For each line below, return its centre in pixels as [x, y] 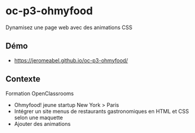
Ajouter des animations [42, 123]
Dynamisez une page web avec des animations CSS [69, 27]
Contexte [23, 79]
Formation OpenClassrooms [40, 93]
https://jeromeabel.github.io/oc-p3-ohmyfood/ [71, 60]
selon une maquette [39, 118]
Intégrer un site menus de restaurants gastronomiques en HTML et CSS [101, 111]
